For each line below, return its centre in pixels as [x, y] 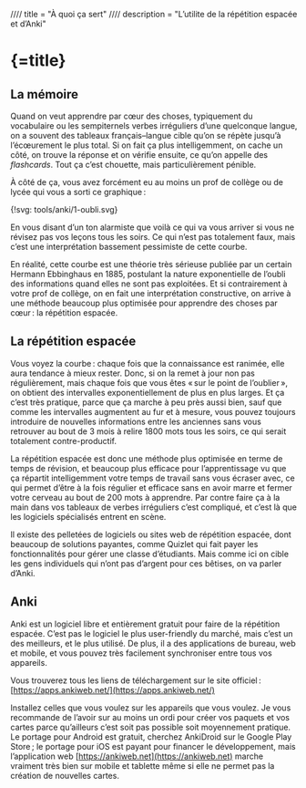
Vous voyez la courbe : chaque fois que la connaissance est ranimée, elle [148, 363]
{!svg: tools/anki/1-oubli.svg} [64, 209]
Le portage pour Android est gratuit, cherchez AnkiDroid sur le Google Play [151, 736]
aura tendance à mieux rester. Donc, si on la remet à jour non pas [133, 373]
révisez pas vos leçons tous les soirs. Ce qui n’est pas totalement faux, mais [153, 237]
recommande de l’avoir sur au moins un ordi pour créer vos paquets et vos [150, 717]
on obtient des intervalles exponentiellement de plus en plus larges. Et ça [148, 392]
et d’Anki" [28, 24]
